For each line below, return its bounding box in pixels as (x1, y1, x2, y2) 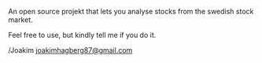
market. (8, 15, 33, 24)
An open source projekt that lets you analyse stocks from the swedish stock (8, 7, 254, 16)
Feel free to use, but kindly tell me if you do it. (8, 31, 157, 39)
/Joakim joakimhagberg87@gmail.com (8, 46, 133, 54)
